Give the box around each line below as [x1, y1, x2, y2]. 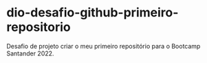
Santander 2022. [6, 49, 54, 58]
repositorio [6, 19, 71, 35]
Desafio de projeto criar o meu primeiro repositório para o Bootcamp [6, 42, 201, 50]
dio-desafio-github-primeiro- [6, 5, 179, 21]
